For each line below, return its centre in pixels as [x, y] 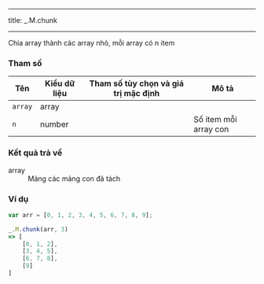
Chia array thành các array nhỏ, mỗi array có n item [92, 43]
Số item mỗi [215, 120]
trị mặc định [137, 94]
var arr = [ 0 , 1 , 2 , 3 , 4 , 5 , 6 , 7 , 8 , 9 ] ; [81, 215]
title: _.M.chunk [33, 20]
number [54, 124]
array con [211, 129]
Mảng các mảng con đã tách [74, 179]
